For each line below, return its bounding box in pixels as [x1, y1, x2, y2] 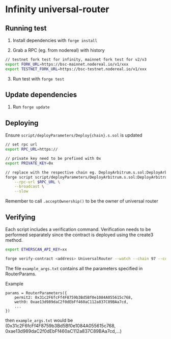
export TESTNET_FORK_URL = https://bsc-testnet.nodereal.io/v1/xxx [5, 66, 147, 72]
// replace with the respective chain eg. [5, 169, 97, 175]
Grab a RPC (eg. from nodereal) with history [12, 47, 105, 53]
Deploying [5, 119, 39, 127]
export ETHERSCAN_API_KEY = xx [5, 247, 67, 252]
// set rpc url [5, 142, 38, 147]
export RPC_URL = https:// [5, 147, 58, 152]
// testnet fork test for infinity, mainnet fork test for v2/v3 [5, 57, 147, 62]
